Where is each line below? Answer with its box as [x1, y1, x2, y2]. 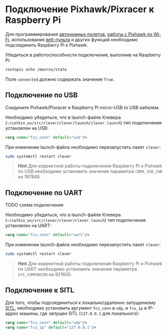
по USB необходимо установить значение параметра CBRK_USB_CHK [17, 169, 163, 175]
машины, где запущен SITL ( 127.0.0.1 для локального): [19, 310, 140, 316]
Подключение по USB [5, 91, 78, 99]
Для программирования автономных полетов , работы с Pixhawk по [5, 31, 153, 37]
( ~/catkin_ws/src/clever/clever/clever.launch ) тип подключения [5, 217, 146, 223]
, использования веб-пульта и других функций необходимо [9, 37, 138, 43]
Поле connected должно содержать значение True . [5, 76, 115, 82]
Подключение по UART [5, 188, 83, 197]
